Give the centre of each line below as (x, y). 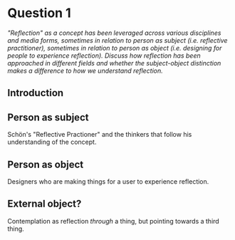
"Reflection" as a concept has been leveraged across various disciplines (114, 33)
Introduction (36, 93)
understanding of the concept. (52, 142)
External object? (45, 204)
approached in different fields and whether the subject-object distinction (114, 63)
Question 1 (39, 13)
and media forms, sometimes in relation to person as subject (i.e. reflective (117, 40)
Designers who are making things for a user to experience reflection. (108, 181)
